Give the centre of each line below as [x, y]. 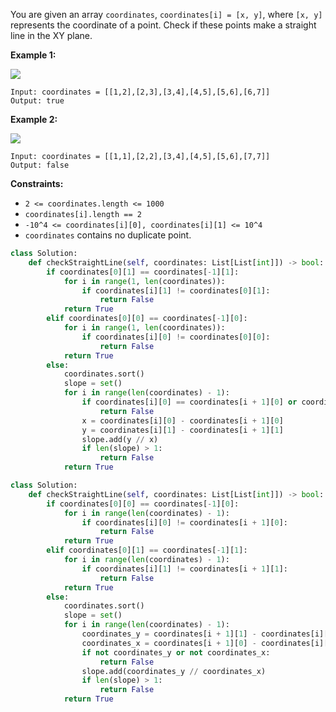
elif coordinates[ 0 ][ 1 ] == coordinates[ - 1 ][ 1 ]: [147, 550]
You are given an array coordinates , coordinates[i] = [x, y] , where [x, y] [166, 14]
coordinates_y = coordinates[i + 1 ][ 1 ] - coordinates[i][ [205, 634]
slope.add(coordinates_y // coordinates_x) [174, 671]
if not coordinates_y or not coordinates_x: [176, 652]
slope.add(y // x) [120, 439]
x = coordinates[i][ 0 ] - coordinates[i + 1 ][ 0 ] [182, 420]
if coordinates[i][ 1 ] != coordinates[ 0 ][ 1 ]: [176, 290]
